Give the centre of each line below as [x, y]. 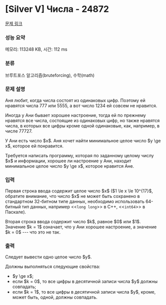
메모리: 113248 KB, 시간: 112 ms [36, 49]
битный [13, 207]
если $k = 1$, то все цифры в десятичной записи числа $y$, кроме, [84, 292]
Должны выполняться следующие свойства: [53, 267]
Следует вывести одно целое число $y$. [49, 257]
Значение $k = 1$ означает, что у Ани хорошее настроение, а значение [81, 227]
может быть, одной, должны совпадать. [55, 297]
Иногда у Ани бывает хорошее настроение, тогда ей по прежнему [76, 115]
